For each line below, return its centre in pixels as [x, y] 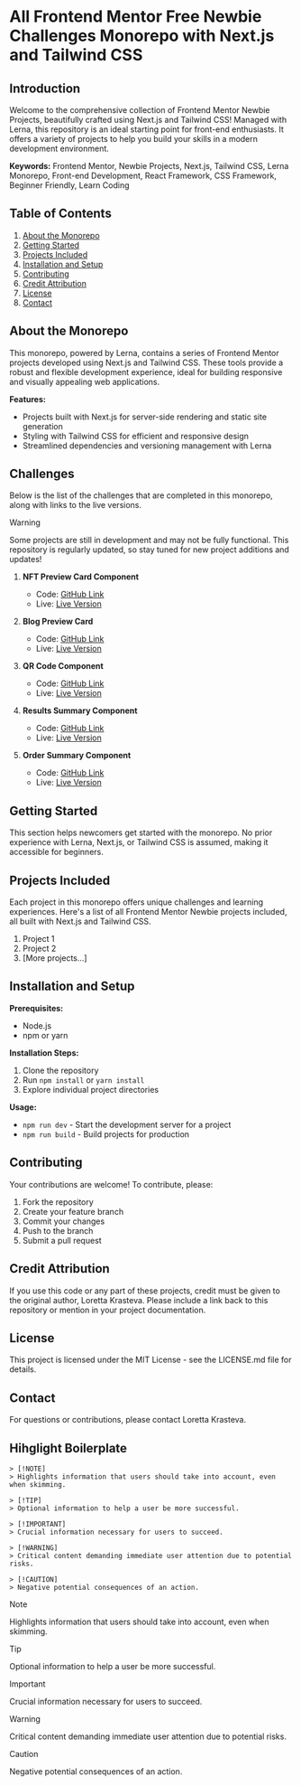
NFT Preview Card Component [81, 577]
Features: [28, 399]
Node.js [37, 1025]
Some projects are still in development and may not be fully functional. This [149, 540]
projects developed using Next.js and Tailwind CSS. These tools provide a [146, 362]
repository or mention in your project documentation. [108, 1310]
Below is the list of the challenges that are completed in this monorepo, [141, 495]
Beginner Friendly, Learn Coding [69, 185]
